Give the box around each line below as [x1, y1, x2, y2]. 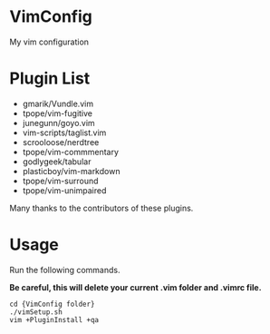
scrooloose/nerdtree [22, 136, 100, 147]
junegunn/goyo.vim [22, 117, 95, 128]
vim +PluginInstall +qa [9, 315, 100, 324]
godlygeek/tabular [22, 156, 92, 167]
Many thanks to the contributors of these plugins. [9, 202, 194, 213]
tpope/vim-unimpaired [22, 184, 107, 196]
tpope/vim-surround [22, 175, 99, 186]
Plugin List [9, 68, 91, 89]
